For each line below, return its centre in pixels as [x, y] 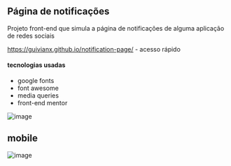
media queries [38, 96]
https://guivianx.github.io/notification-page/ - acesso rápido [94, 49]
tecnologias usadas [36, 65]
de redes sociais [31, 36]
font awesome [38, 88]
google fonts [36, 81]
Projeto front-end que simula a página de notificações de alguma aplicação [116, 28]
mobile [23, 138]
